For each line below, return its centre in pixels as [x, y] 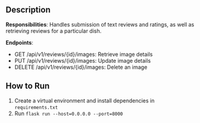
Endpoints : [20, 42]
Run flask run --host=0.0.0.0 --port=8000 [69, 113]
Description [28, 10]
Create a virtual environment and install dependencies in [84, 100]
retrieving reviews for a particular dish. [54, 31]
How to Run [28, 86]
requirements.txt [36, 107]
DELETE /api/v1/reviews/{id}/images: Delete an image [81, 67]
